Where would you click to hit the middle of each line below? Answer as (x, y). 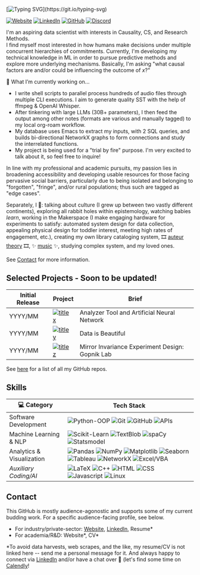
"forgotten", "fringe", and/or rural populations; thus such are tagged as (93, 187)
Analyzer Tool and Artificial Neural (127, 312)
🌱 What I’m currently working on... (48, 82)
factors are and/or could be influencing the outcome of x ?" (78, 70)
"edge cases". (24, 193)
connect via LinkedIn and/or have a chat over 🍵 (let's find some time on (94, 560)
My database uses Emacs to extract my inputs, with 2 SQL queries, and (102, 131)
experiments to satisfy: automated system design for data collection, (90, 224)
